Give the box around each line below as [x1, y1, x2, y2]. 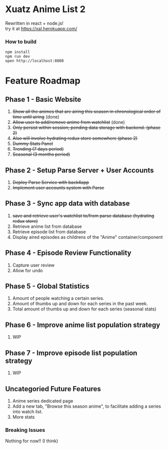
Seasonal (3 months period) [12, 151, 70, 157]
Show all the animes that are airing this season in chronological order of [12, 108, 161, 114]
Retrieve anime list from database [12, 223, 82, 229]
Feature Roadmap [5, 75, 81, 87]
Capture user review [12, 262, 55, 268]
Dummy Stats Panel [12, 141, 54, 147]
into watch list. [12, 408, 43, 414]
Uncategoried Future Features [5, 384, 101, 393]
